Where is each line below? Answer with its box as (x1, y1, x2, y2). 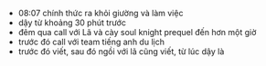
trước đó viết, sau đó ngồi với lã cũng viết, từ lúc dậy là (17, 46, 225, 57)
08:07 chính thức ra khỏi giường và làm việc (17, 8, 184, 18)
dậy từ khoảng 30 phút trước (17, 17, 126, 28)
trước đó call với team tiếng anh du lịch (17, 36, 165, 47)
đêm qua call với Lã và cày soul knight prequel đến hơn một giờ (17, 27, 257, 37)
